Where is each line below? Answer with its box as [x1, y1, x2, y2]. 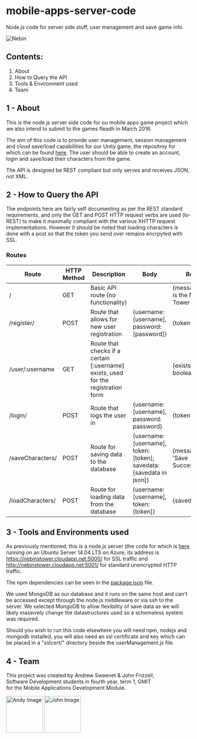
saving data [90, 450, 123, 458]
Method [62, 274, 85, 282]
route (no [90, 291, 116, 299]
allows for [90, 315, 118, 323]
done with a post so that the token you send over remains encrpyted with [6, 230, 183, 237]
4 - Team [6, 656, 40, 666]
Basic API [90, 284, 117, 292]
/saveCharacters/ [9, 454, 57, 462]
